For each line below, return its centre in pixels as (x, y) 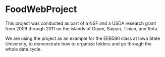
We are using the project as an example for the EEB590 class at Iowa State (83, 38)
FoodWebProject (41, 9)
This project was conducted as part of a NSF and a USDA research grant (81, 23)
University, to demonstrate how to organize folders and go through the (78, 43)
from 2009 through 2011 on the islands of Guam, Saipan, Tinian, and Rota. (82, 28)
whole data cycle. (23, 49)
